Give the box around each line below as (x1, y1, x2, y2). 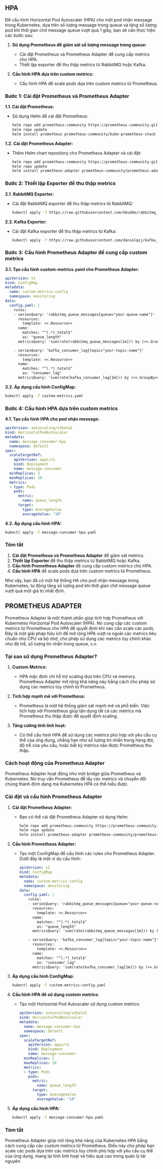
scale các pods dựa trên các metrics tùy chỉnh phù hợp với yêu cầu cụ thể (5, 1148, 153, 1153)
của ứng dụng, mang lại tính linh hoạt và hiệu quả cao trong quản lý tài (5, 1153, 146, 1159)
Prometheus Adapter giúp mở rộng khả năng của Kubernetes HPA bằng (5, 1137, 148, 1143)
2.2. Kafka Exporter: (5, 219, 47, 225)
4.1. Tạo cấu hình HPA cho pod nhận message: (5, 416, 100, 422)
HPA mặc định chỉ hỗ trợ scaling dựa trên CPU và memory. (19, 673, 136, 679)
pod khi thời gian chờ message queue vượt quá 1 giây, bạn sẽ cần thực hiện (5, 27, 156, 33)
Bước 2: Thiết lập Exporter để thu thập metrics (5, 180, 116, 187)
